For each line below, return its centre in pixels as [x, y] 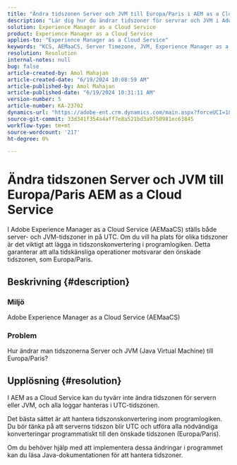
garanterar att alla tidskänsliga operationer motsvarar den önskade [104, 252]
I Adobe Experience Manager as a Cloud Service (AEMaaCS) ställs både [112, 230]
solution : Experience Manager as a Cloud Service [82, 27]
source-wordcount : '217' [44, 132]
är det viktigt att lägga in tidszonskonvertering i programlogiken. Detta [109, 245]
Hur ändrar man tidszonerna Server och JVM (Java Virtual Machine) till [110, 351]
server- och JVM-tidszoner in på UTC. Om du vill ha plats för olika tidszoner [118, 237]
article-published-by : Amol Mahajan [61, 86]
